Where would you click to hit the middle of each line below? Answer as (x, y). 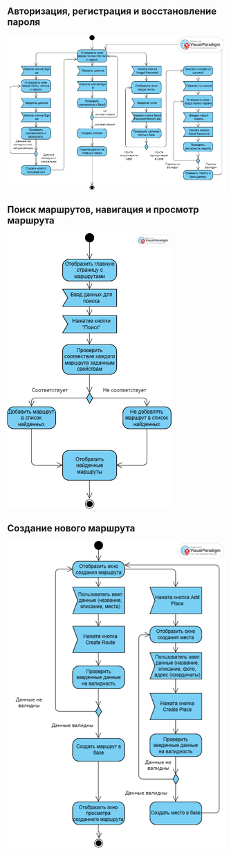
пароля (24, 22)
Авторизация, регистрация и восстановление (112, 11)
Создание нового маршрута (71, 528)
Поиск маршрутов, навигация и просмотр (103, 209)
